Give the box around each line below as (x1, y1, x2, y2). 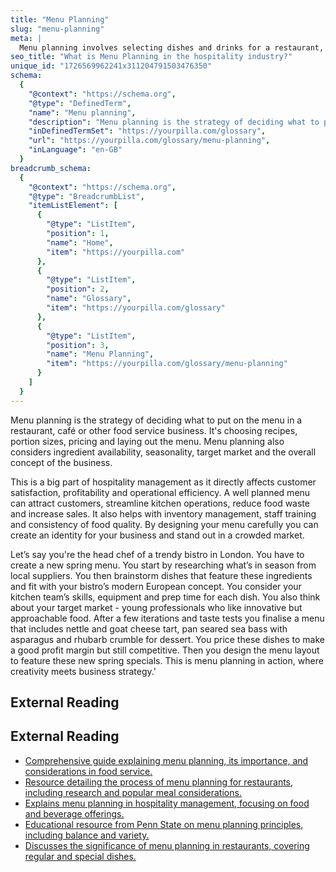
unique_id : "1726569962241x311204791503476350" (10, 61, 213, 71)
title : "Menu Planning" (10, 14, 110, 25)
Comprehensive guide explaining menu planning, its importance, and (24, 754, 309, 766)
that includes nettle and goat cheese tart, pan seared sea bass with (10, 622, 288, 635)
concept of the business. (10, 456, 113, 468)
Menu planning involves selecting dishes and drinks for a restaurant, (19, 42, 325, 53)
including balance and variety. (24, 829, 150, 841)
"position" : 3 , (46, 340, 110, 350)
